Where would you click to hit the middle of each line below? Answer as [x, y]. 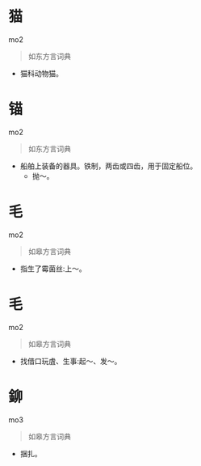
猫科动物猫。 [41, 73]
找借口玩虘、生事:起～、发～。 [71, 361]
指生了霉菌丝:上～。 [53, 269]
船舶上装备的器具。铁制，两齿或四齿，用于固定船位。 [109, 166]
